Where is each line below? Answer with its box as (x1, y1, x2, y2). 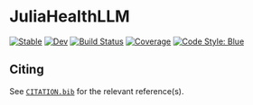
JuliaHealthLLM (9, 6, 130, 27)
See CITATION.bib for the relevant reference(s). (9, 85, 184, 96)
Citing (9, 62, 44, 77)
